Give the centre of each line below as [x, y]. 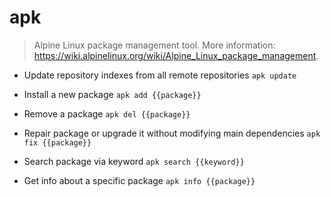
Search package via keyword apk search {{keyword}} [134, 161]
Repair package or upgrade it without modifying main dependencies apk [172, 133]
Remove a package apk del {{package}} [107, 113]
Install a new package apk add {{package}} [112, 94]
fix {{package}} [57, 142]
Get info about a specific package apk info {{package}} [139, 180]
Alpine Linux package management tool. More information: [154, 45]
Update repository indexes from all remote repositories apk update [160, 75]
